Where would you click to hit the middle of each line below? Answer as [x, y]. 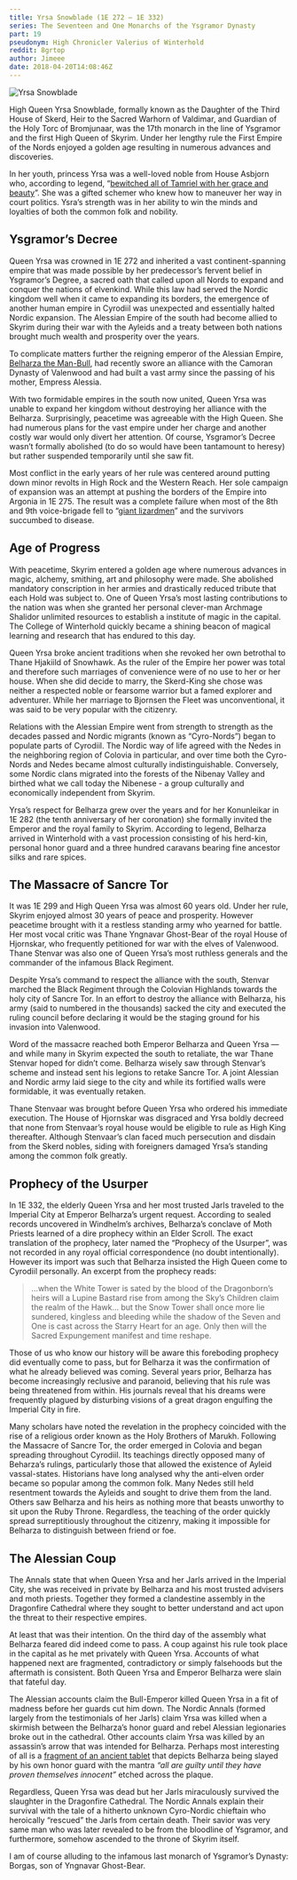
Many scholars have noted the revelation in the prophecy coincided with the [148, 1427]
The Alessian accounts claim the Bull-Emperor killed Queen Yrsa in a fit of [144, 1699]
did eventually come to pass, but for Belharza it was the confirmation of [140, 1362]
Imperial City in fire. [45, 1409]
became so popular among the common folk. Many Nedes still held [132, 1483]
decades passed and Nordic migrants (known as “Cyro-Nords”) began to [143, 736]
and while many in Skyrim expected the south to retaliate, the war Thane [141, 1054]
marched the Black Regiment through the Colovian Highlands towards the [143, 989]
